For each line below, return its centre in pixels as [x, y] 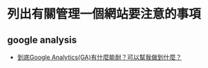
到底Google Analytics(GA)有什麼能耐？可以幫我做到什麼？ [99, 57]
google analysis [42, 39]
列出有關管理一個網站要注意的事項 [104, 14]
